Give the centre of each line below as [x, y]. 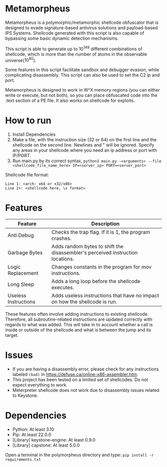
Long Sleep [21, 284]
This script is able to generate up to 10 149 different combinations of [74, 48]
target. [12, 335]
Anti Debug [21, 235]
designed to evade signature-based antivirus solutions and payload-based [82, 27]
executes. [63, 287]
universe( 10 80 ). [21, 60]
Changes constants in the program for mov [101, 267]
